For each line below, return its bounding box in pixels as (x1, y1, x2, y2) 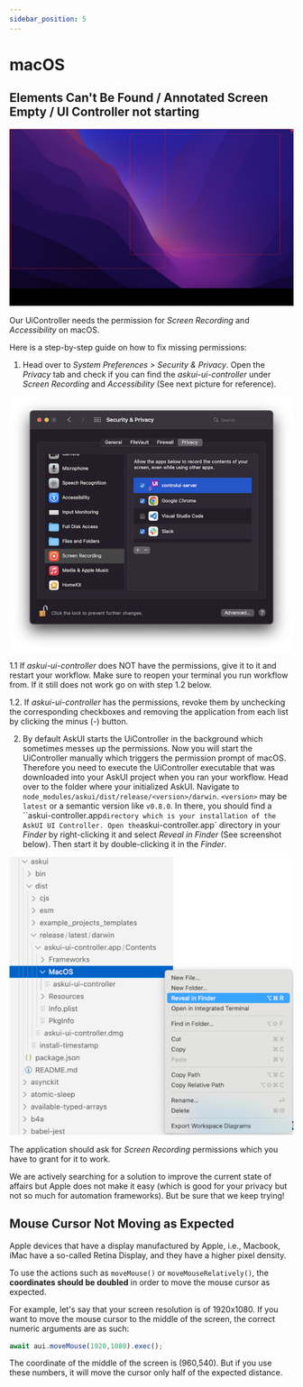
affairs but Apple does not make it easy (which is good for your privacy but (9, 1181, 288, 1191)
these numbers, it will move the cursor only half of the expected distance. (9, 1367, 283, 1378)
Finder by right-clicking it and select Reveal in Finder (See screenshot (22, 829, 282, 840)
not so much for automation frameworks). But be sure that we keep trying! (9, 1190, 285, 1200)
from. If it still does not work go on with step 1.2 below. (9, 679, 212, 689)
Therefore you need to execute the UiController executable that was (22, 762, 275, 772)
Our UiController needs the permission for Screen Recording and (9, 315, 250, 326)
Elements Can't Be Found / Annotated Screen (9, 90, 269, 105)
